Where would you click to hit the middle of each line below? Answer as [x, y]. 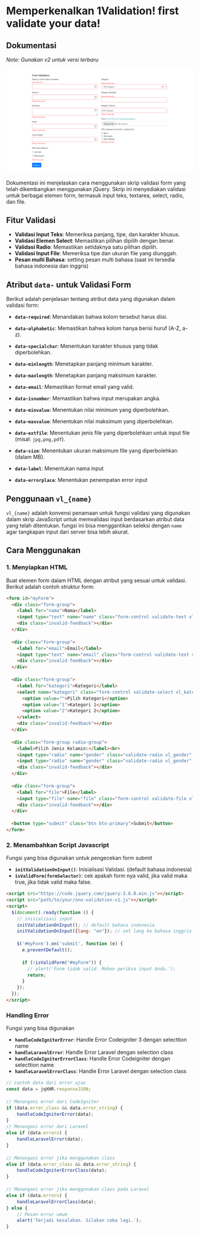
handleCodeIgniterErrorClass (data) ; [62, 1170]
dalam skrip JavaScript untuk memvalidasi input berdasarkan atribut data [95, 519]
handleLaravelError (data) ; [50, 1139]
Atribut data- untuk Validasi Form [69, 285]
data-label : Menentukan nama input [59, 469]
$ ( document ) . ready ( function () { [53, 912]
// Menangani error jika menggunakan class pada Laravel [78, 1189]
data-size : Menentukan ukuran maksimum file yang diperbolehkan [96, 451]
